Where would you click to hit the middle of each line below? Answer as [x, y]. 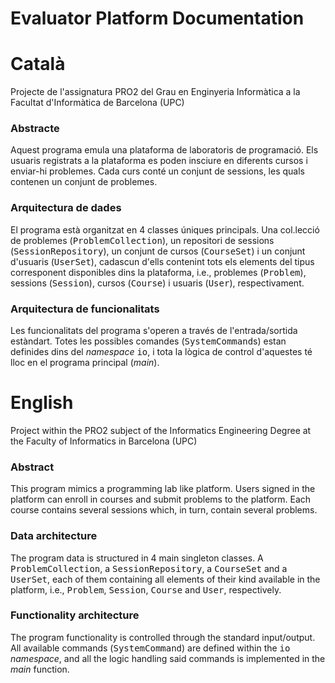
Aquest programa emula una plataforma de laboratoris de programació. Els [164, 150]
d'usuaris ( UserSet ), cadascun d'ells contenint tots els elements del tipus [162, 261]
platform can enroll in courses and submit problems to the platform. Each [161, 499]
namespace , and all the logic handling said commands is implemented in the [168, 658]
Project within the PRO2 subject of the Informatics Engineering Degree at [161, 430]
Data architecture [54, 536]
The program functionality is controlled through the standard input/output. [163, 637]
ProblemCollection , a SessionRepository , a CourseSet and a [149, 568]
